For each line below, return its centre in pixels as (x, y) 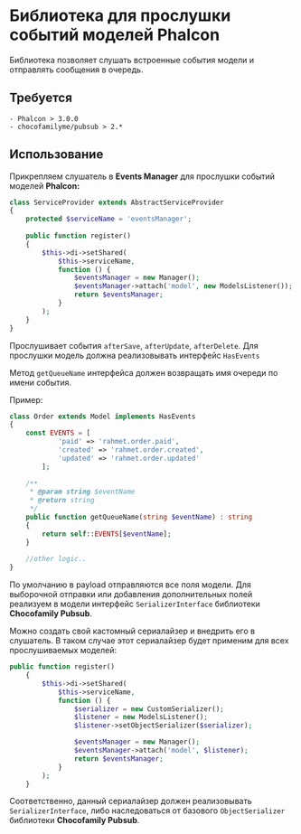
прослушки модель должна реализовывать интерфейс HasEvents (135, 355)
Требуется (41, 98)
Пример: (26, 399)
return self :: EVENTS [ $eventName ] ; (107, 534)
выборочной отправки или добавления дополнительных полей (131, 595)
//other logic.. (56, 559)
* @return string (62, 501)
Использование (56, 155)
